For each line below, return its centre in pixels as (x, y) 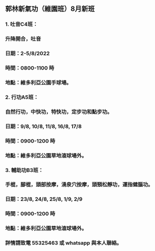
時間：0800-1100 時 (30, 68)
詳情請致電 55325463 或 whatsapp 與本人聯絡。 (64, 243)
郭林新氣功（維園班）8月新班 (50, 9)
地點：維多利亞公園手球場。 (38, 83)
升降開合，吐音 (23, 39)
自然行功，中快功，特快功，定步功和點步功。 (59, 112)
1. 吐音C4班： (22, 24)
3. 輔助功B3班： (24, 170)
